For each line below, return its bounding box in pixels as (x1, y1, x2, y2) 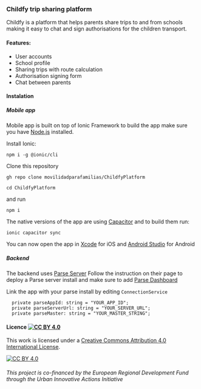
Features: (6, 39, 32, 46)
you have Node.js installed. (6, 128, 74, 136)
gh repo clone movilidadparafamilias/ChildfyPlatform (6, 174, 146, 181)
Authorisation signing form (15, 72, 82, 79)
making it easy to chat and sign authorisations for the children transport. (6, 25, 187, 32)
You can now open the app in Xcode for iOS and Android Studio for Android (6, 240, 196, 248)
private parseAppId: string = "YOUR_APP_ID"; (12, 300, 129, 306)
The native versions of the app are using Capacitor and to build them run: (6, 218, 190, 225)
